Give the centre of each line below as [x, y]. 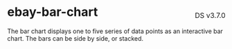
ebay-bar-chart [53, 12]
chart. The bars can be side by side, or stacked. [75, 38]
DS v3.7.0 [210, 15]
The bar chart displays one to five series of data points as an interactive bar [115, 31]
